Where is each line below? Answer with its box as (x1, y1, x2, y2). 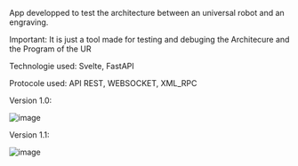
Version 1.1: (9, 130, 51, 140)
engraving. (9, 17, 49, 28)
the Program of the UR (9, 43, 92, 54)
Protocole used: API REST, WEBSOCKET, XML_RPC (9, 78, 197, 88)
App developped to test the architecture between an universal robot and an (9, 8, 285, 18)
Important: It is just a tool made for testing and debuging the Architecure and (9, 35, 290, 44)
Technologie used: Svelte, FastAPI (9, 61, 135, 71)
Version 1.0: (9, 95, 52, 106)
